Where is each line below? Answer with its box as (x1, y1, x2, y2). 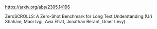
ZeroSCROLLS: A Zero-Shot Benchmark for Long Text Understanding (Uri (5, 14, 152, 19)
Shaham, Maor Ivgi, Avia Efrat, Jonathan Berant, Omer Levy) (5, 19, 125, 24)
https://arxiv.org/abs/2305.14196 (5, 4, 70, 10)
